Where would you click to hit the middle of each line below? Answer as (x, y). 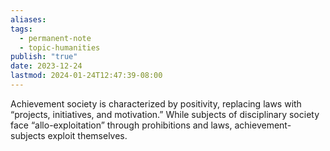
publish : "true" (44, 57)
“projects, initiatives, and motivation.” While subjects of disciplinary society (165, 114)
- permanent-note (55, 38)
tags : (21, 29)
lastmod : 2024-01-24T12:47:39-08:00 (86, 76)
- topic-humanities (60, 47)
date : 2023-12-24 (46, 66)
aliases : (28, 19)
